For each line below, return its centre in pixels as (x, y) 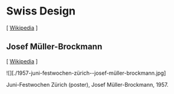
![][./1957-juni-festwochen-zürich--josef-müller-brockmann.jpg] (86, 73)
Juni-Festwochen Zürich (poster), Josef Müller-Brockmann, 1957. (88, 84)
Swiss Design (41, 11)
